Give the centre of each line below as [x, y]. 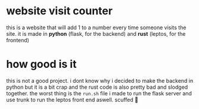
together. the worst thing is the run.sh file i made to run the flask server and [99, 93]
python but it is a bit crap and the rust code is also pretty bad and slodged [97, 87]
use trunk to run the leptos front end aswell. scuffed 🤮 [72, 99]
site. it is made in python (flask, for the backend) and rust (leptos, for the [96, 33]
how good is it [41, 64]
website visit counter [60, 11]
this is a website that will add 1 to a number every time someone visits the [96, 27]
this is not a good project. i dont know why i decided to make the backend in [100, 80]
